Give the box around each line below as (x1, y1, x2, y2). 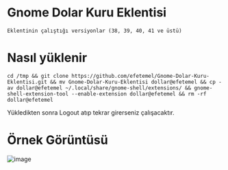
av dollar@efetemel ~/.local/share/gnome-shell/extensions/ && (7, 84, 192, 91)
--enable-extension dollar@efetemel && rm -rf (71, 90, 207, 97)
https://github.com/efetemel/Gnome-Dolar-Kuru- (71, 72, 210, 79)
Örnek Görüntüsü (7, 132, 108, 148)
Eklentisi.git (7, 79, 48, 85)
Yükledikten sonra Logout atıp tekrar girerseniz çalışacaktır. (7, 108, 175, 117)
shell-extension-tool (7, 90, 69, 97)
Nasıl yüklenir (7, 50, 88, 66)
